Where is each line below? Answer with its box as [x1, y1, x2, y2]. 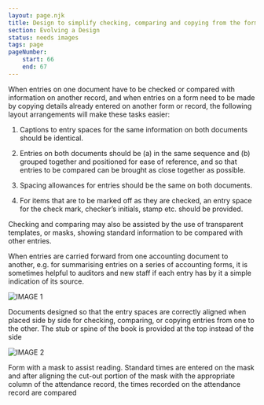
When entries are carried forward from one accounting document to [8, 251, 229, 261]
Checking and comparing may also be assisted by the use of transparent [8, 219, 244, 229]
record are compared [8, 388, 77, 397]
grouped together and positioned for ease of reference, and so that [19, 157, 237, 166]
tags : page [8, 41, 44, 49]
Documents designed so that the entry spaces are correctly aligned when [8, 307, 247, 316]
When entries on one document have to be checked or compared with [8, 84, 236, 94]
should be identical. [19, 133, 84, 143]
